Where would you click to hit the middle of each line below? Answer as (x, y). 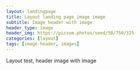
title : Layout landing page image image (56, 17)
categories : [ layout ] (32, 38)
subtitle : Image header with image (49, 22)
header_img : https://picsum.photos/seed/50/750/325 (70, 33)
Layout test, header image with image (51, 60)
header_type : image (30, 28)
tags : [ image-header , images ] (43, 44)
